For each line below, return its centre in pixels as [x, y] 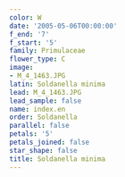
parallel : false [39, 126]
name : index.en [37, 109]
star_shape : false [43, 150]
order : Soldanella [43, 117]
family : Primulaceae [48, 51]
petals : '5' [31, 134]
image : [21, 68]
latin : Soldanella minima [57, 84]
